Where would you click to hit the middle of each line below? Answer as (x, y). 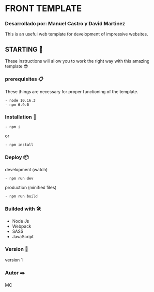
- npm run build (21, 196)
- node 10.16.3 (20, 100)
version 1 (14, 260)
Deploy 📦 (17, 157)
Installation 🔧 (21, 117)
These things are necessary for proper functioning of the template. (72, 91)
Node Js (20, 221)
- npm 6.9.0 (17, 105)
